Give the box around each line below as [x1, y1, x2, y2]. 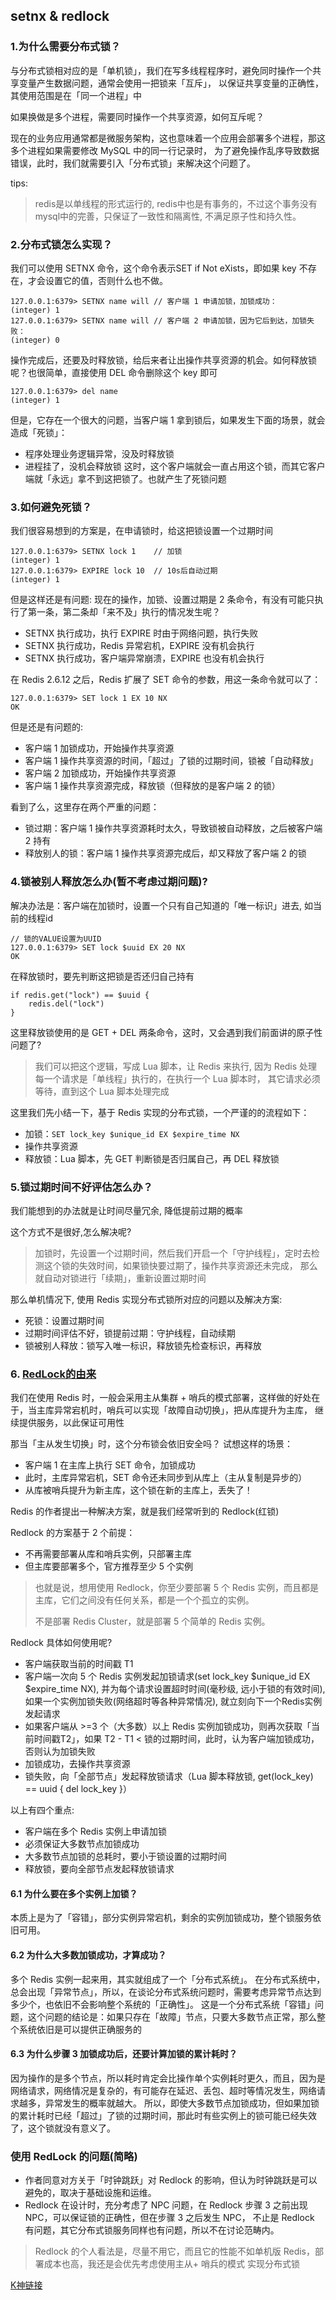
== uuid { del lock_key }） [24, 1783, 133, 1795]
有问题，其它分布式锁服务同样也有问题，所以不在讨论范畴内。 [24, 2224, 280, 2236]
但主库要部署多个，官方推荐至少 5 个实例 [24, 1560, 193, 1573]
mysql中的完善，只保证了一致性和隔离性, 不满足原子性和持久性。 [34, 210, 302, 222]
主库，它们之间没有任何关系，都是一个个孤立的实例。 [34, 1594, 255, 1606]
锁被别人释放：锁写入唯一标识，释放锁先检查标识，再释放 [24, 1339, 262, 1351]
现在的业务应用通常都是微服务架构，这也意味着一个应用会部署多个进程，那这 [10, 132, 326, 144]
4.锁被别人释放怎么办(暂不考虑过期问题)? [10, 875, 208, 889]
